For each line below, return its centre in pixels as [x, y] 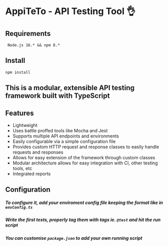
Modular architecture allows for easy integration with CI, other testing [85, 163]
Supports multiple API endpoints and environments [66, 136]
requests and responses [38, 152]
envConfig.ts [19, 207]
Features [20, 113]
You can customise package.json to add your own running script [74, 238]
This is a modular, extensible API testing [70, 88]
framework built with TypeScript [58, 96]
